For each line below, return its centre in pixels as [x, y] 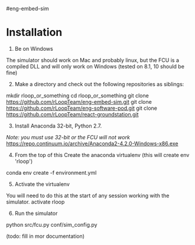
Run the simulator [36, 213]
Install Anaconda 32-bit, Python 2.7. [58, 126]
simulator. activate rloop [35, 202]
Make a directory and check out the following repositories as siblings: [99, 84]
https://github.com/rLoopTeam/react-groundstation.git [72, 114]
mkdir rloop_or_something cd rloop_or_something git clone [77, 95]
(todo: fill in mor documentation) [45, 236]
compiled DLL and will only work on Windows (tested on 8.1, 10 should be [95, 66]
